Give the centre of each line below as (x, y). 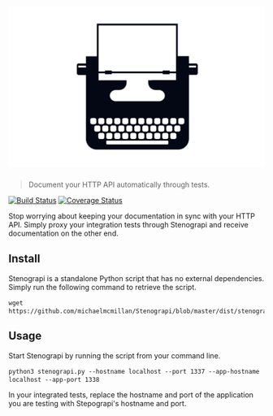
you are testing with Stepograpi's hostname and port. (97, 403)
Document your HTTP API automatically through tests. (119, 184)
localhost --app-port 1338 (54, 379)
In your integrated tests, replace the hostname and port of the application (131, 394)
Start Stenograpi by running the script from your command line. (115, 355)
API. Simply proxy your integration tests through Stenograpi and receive (129, 224)
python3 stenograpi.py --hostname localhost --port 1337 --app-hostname (134, 371)
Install (24, 259)
